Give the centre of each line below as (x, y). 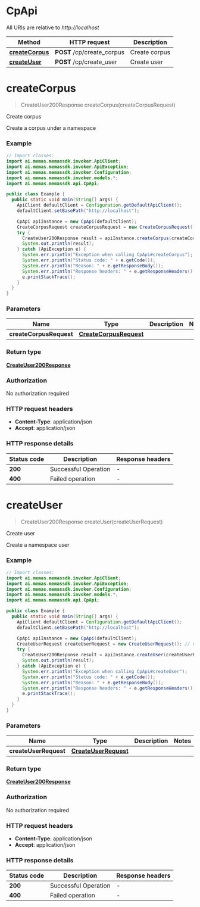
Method (29, 42)
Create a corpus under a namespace (51, 128)
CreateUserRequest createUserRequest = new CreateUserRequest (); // (104, 644)
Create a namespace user (38, 545)
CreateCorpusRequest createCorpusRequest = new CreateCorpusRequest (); (107, 227)
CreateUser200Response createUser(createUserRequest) (92, 522)
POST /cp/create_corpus (90, 52)
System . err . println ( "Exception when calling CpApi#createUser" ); (104, 671)
